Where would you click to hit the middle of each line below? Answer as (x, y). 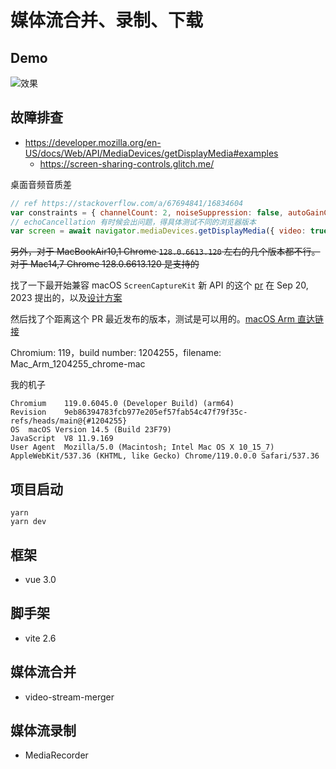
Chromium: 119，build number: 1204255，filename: (116, 353)
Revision (28, 412)
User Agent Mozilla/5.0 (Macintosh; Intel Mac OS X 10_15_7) (142, 447)
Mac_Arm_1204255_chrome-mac (78, 364)
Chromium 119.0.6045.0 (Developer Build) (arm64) (122, 404)
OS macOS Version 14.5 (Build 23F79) (91, 430)
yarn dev (28, 522)
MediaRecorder (56, 755)
